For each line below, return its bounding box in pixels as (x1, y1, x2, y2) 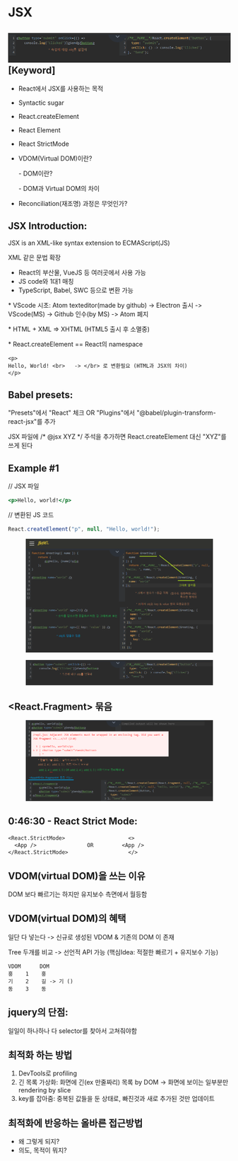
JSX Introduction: (8, 220, 88, 232)
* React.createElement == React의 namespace (8, 340, 143, 349)
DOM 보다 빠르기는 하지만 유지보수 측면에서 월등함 (8, 890, 148, 899)
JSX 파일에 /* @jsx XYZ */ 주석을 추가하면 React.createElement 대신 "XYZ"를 (8, 432, 227, 441)
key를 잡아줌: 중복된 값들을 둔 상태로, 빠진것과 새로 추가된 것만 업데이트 (18, 1094, 215, 1103)
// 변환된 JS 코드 (8, 510, 54, 519)
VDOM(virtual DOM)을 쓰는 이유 (8, 870, 145, 882)
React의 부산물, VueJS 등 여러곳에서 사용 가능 (18, 268, 147, 277)
